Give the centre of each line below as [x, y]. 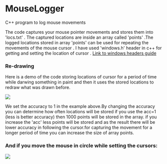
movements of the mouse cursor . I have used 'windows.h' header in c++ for [83, 48]
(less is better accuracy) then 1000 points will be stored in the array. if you [81, 117]
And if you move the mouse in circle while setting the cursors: [82, 146]
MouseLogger [35, 9]
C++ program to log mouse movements [45, 22]
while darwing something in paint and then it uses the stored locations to [80, 82]
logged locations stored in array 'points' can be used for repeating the [77, 42]
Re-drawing [20, 66]
